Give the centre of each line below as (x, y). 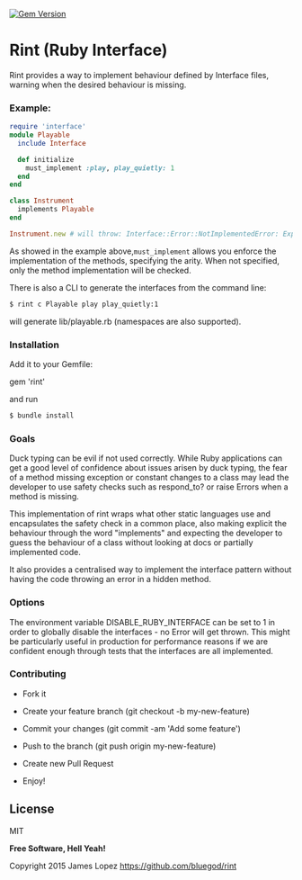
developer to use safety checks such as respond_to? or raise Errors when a (149, 487)
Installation (35, 345)
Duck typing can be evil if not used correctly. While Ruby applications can (146, 458)
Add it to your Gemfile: (51, 364)
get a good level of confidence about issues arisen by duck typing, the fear (148, 468)
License (32, 809)
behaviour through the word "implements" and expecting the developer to (146, 533)
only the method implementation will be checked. (100, 270)
